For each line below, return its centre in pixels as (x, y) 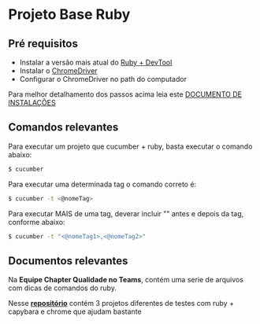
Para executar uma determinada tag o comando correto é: (102, 184)
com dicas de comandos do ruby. (62, 288)
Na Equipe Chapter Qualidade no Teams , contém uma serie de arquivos (126, 280)
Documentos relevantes (68, 261)
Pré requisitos (43, 44)
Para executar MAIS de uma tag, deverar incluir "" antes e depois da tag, (126, 213)
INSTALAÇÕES (32, 103)
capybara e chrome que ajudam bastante (75, 311)
